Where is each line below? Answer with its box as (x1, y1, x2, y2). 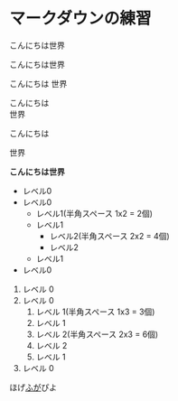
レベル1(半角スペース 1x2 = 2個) (35, 208, 154, 219)
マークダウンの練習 (9, 8, 152, 29)
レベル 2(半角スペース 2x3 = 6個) (35, 329, 159, 340)
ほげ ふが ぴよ (9, 381, 57, 393)
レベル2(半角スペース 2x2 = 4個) (49, 230, 170, 241)
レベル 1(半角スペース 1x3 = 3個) (35, 306, 155, 317)
